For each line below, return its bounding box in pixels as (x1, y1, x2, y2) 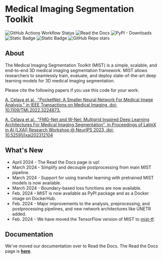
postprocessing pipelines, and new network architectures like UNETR (12, 206, 151, 212)
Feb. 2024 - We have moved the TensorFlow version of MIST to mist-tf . (12, 216, 155, 222)
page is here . (5, 248, 32, 254)
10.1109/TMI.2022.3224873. (5, 107, 61, 113)
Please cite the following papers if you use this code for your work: (5, 87, 140, 93)
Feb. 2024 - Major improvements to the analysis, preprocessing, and (12, 200, 150, 206)
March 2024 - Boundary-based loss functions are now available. (12, 185, 142, 191)
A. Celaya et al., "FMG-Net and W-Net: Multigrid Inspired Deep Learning (5, 116, 150, 122)
